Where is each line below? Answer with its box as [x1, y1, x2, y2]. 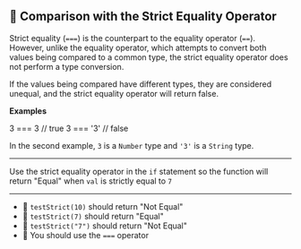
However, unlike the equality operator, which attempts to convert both [9, 42, 267, 53]
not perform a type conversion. [9, 61, 125, 72]
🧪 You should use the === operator [21, 229, 150, 240]
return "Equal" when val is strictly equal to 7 [9, 176, 173, 186]
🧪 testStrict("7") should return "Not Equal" [21, 220, 188, 231]
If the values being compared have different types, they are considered [9, 78, 271, 90]
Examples [9, 105, 47, 116]
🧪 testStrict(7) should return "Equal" [21, 210, 164, 221]
